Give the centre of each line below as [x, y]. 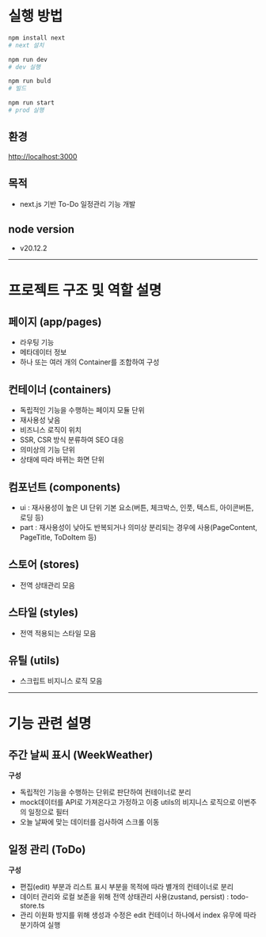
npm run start [32, 103]
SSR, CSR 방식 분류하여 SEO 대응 [72, 440]
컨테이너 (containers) [60, 389]
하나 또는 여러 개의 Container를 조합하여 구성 [89, 362]
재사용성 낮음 [40, 420]
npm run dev [28, 59]
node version [42, 229]
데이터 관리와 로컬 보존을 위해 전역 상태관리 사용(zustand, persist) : [124, 897]
